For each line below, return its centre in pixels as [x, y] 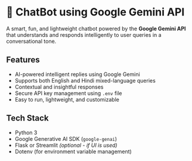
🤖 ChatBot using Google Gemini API [95, 12]
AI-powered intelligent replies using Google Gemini [77, 74]
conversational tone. [31, 41]
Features [23, 60]
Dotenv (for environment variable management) [73, 151]
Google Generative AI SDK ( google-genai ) [66, 138]
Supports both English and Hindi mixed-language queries [85, 80]
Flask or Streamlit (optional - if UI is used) [66, 145]
